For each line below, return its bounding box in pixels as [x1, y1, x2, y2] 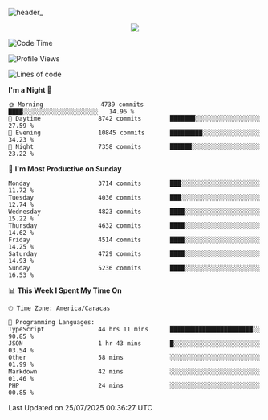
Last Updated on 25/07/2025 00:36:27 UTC [8, 403, 153, 412]
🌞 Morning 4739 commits [8, 101, 144, 109]
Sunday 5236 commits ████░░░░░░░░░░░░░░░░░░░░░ [8, 264, 261, 272]
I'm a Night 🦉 [8, 85, 52, 94]
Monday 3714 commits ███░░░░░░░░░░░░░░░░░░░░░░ [8, 179, 261, 187]
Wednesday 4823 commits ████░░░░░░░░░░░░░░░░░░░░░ [8, 208, 261, 216]
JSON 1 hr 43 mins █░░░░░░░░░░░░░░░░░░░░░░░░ [8, 340, 261, 348]
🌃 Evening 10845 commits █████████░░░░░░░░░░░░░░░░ [8, 129, 261, 137]
